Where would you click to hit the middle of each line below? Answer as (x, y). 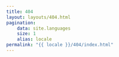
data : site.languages (44, 28)
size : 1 (26, 34)
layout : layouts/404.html (38, 17)
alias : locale (34, 39)
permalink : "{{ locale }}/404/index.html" (60, 45)
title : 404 (20, 12)
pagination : (21, 23)
